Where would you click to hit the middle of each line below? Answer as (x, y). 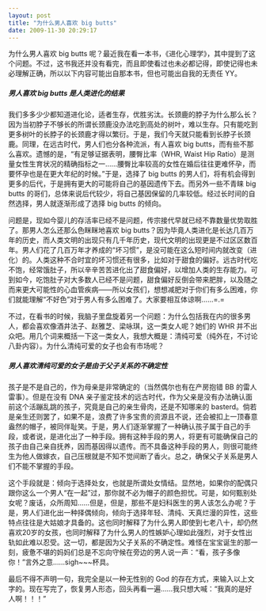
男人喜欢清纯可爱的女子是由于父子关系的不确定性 (88, 366)
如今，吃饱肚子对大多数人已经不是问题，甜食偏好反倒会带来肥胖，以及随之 (136, 280)
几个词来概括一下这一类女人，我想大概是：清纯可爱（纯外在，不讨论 (146, 336)
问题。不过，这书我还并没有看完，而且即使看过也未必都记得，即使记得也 (133, 63)
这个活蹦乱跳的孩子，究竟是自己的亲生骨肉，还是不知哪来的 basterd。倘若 (136, 407)
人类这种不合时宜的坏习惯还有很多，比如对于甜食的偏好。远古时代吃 (146, 260)
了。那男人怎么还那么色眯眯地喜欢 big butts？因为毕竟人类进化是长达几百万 (131, 230)
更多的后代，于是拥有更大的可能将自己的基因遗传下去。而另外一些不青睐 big (132, 184)
